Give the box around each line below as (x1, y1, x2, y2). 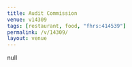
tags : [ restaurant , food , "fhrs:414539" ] (7, 22, 127, 29)
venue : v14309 (7, 16, 48, 23)
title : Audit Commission (7, 9, 78, 17)
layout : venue (7, 35, 48, 42)
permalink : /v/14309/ (7, 28, 69, 36)
